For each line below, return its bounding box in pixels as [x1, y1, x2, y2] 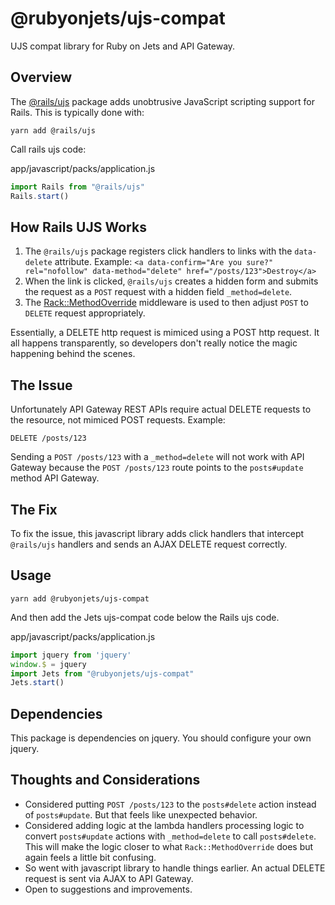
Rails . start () [10, 191, 70, 201]
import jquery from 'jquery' [10, 650, 132, 660]
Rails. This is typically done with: [10, 106, 145, 118]
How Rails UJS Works [10, 218, 147, 236]
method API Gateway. [10, 472, 100, 484]
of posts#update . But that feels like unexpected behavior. [24, 808, 258, 821]
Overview [10, 69, 73, 86]
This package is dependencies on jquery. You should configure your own [10, 732, 312, 744]
